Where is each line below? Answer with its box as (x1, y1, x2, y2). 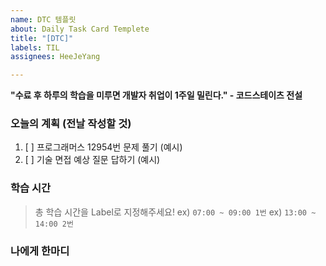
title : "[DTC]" (10, 33, 74, 43)
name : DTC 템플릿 (10, 14, 77, 25)
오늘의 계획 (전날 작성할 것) (10, 117, 132, 131)
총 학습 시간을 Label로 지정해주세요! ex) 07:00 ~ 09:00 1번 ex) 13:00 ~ (34, 206, 317, 218)
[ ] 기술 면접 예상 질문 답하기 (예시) (24, 154, 161, 166)
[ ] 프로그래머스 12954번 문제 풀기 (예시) (24, 141, 183, 153)
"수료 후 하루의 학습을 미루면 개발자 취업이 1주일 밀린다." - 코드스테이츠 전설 (10, 89, 303, 101)
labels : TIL (10, 42, 60, 53)
